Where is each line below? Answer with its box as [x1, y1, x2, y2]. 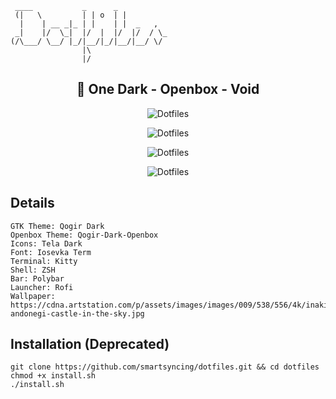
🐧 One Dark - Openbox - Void [76, 81, 260, 98]
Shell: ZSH [10, 265, 56, 275]
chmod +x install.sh [10, 371, 97, 381]
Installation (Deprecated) [10, 336, 170, 353]
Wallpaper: [10, 291, 56, 301]
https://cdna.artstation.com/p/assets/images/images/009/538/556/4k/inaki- [10, 300, 333, 310]
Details [10, 195, 55, 212]
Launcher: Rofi [10, 282, 74, 292]
